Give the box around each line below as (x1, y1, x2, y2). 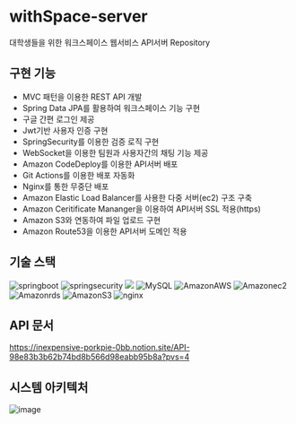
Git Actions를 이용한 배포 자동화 (22, 169, 135, 180)
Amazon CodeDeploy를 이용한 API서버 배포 (22, 159, 178, 169)
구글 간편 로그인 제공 (22, 114, 95, 125)
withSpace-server (9, 6, 148, 27)
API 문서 (9, 317, 54, 333)
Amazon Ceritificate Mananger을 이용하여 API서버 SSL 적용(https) (22, 203, 262, 214)
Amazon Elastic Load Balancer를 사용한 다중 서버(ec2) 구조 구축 (22, 192, 253, 203)
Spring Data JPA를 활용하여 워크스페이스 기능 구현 (22, 102, 200, 113)
